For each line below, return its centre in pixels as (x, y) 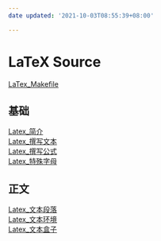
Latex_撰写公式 (33, 151)
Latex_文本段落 (33, 210)
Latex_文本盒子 (33, 229)
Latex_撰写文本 (33, 142)
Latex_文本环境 (33, 220)
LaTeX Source (55, 62)
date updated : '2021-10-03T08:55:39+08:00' (81, 16)
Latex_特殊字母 (33, 161)
